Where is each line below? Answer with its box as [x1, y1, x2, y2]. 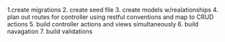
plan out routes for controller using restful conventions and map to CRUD [7, 13, 214, 21]
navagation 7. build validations [7, 27, 93, 35]
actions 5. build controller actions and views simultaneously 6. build [7, 20, 199, 28]
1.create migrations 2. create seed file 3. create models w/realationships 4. [7, 6, 219, 14]
